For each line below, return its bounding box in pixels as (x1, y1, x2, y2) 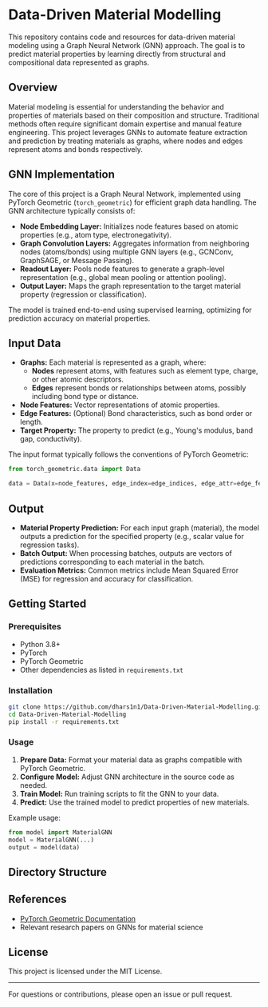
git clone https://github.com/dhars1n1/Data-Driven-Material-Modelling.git (8, 702, 266, 711)
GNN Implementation (8, 168, 116, 182)
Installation (8, 685, 53, 696)
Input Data (8, 336, 61, 350)
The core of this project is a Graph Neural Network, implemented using (8, 189, 242, 198)
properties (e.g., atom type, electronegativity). (19, 230, 172, 239)
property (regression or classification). (19, 290, 147, 299)
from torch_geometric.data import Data (8, 466, 141, 474)
